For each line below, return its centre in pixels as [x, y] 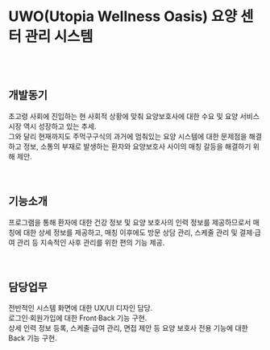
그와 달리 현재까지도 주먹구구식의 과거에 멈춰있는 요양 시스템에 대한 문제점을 [128, 136]
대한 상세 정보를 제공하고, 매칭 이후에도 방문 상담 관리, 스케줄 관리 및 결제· [139, 232]
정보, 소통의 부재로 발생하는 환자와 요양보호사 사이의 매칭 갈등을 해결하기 [137, 146]
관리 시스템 [59, 37]
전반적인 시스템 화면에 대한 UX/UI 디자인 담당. [81, 308]
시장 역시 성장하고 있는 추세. [52, 126]
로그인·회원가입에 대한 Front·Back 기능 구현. [78, 318]
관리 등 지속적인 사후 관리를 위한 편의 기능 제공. [91, 242]
